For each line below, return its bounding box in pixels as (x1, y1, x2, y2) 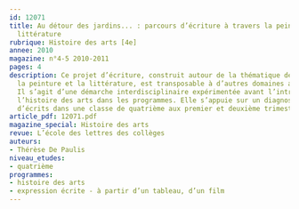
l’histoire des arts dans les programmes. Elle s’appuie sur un (17, 95, 261, 105)
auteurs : (9, 137, 42, 146)
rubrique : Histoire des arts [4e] (9, 37, 138, 47)
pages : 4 (9, 63, 42, 72)
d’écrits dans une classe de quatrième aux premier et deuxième (17, 104, 261, 113)
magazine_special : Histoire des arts (9, 121, 149, 130)
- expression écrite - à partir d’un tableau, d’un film (9, 187, 225, 196)
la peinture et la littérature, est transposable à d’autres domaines (17, 79, 285, 88)
